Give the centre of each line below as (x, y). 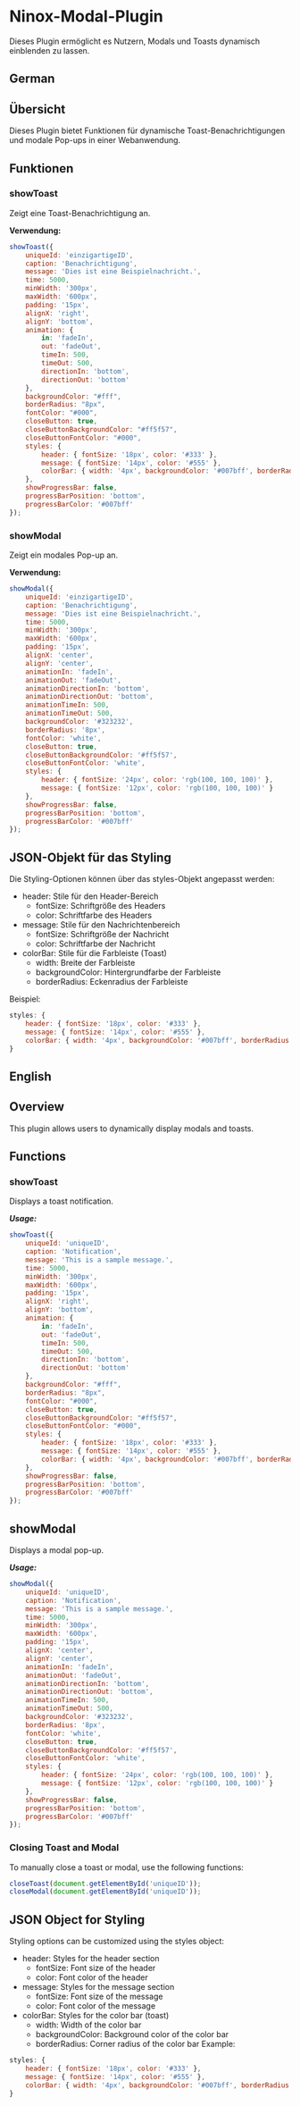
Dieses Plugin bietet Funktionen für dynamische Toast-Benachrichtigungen (147, 130)
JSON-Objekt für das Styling (90, 857)
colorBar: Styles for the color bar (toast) (96, 2016)
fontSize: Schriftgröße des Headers (100, 906)
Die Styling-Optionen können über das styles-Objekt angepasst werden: (142, 879)
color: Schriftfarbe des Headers (94, 915)
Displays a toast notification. (62, 1201)
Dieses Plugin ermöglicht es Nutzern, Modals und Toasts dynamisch (135, 41)
